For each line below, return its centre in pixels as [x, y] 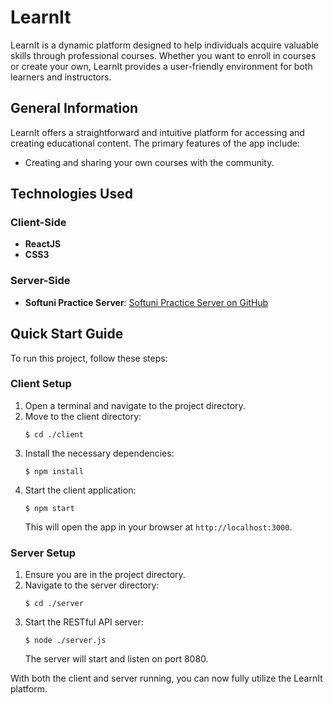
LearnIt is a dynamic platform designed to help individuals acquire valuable [165, 45]
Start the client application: [80, 490]
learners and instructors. [61, 77]
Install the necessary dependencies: [99, 453]
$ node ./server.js [65, 641]
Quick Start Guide [67, 334]
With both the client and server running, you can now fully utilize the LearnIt [166, 678]
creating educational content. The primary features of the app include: [155, 143]
